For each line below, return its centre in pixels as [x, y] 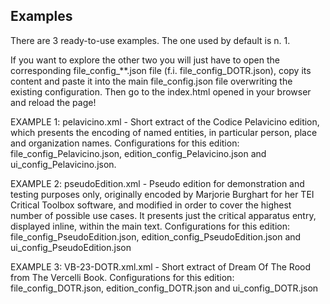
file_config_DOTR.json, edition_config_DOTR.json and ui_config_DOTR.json [164, 288]
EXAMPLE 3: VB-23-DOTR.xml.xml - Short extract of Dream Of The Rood [160, 266]
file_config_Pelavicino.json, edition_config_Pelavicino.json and [138, 153]
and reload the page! [53, 102]
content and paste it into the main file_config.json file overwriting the [151, 81]
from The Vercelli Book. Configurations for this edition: [122, 277]
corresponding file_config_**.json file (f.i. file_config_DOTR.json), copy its [161, 70]
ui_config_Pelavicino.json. [63, 164]
